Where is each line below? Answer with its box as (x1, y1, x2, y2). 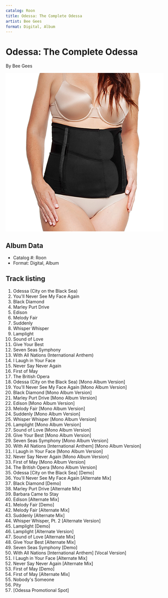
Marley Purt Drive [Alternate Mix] (13, 485, 82, 491)
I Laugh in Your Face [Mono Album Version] (13, 448, 103, 454)
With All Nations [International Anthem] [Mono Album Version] (13, 443, 141, 449)
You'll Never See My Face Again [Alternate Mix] (13, 475, 112, 481)
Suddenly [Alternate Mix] (13, 512, 65, 518)
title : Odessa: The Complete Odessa (6, 13, 82, 19)
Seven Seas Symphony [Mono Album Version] (13, 438, 109, 444)
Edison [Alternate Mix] (13, 496, 60, 502)
